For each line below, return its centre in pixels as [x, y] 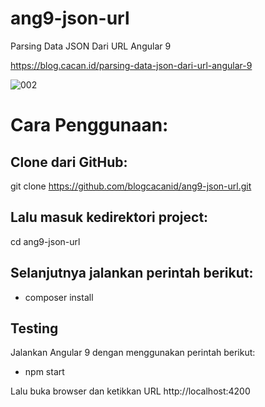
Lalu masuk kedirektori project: [109, 217]
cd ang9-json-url [45, 241]
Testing [34, 328]
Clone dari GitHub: [69, 162]
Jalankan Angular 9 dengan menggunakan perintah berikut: [133, 353]
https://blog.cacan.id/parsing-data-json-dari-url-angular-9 [131, 65]
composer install [59, 297]
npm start [44, 372]
